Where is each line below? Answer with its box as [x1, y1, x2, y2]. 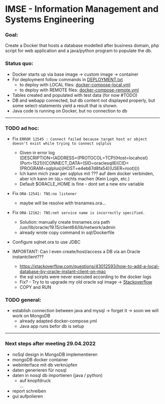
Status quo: [5, 60, 33, 67]
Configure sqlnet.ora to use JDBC [12, 239, 81, 245]
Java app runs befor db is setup [19, 323, 84, 329]
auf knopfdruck [19, 377, 51, 383]
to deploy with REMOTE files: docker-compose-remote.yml [19, 87, 139, 93]
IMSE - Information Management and [5, 3, 159, 15]
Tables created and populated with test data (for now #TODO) [12, 92, 137, 98]
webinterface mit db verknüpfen [12, 362, 78, 368]
